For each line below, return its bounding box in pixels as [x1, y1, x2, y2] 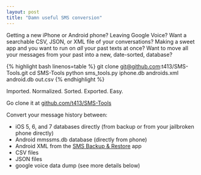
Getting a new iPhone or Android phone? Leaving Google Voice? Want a [6, 31, 187, 38]
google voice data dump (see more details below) [15, 162, 141, 169]
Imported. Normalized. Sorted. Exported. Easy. [6, 87, 123, 95]
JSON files [15, 155, 43, 162]
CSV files [15, 149, 39, 156]
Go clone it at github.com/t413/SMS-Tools [6, 99, 112, 107]
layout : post [6, 9, 40, 15]
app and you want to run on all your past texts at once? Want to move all [6, 44, 188, 52]
